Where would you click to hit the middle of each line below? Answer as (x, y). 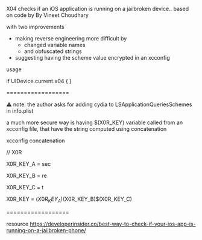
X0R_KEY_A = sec (29, 164)
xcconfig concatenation (36, 141)
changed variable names (55, 45)
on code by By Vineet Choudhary (48, 15)
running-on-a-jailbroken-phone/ (46, 230)
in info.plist (20, 111)
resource (17, 224)
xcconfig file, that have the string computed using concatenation (87, 129)
